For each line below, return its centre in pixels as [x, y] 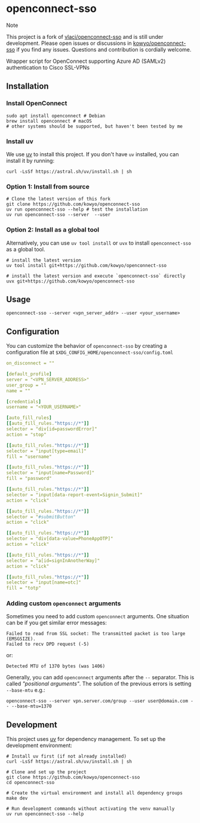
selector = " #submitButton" [41, 517]
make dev [17, 798]
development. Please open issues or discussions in [69, 43]
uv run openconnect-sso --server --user [59, 215]
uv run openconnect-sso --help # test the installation [77, 209]
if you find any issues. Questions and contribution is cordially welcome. [104, 49]
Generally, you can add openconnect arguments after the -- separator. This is [100, 678]
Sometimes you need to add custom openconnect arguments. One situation [98, 617]
